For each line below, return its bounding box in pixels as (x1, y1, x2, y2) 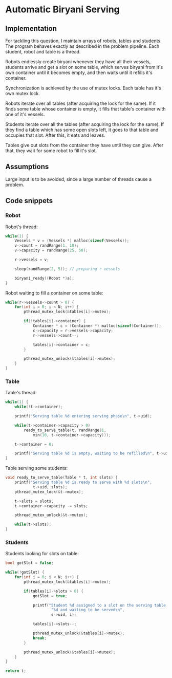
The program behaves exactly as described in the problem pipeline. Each (5, 43, 160, 49)
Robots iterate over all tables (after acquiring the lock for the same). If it (5, 100, 156, 106)
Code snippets (5, 196, 53, 205)
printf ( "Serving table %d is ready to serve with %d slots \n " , (14, 480, 153, 485)
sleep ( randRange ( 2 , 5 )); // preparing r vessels (14, 266, 120, 271)
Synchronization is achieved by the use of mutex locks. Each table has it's (5, 85, 161, 91)
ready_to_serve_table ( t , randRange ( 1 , (24, 428, 106, 433)
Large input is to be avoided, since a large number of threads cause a (5, 176, 152, 182)
